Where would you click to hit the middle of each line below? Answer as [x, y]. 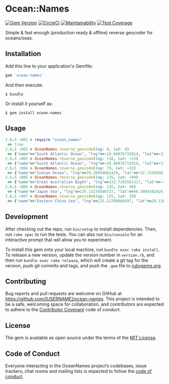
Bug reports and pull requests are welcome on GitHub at [64, 294]
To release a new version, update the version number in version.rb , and [80, 255]
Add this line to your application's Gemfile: [49, 66]
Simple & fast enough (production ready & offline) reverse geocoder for [79, 32]
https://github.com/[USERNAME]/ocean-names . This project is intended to [82, 299]
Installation [23, 54]
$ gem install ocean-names [33, 113]
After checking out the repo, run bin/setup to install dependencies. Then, [81, 229]
